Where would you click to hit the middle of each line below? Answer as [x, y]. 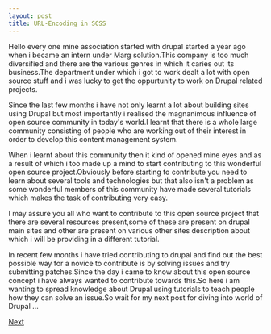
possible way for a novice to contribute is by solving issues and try [119, 263]
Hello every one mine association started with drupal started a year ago [127, 46]
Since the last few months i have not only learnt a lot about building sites [129, 105]
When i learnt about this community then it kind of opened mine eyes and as [135, 155]
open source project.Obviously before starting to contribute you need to [128, 172]
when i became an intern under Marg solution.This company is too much [129, 55]
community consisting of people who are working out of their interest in [127, 131]
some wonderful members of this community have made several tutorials [130, 189]
